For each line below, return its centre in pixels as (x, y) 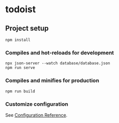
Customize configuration (37, 104)
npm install (18, 40)
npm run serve (20, 68)
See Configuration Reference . (36, 115)
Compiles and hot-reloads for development (60, 53)
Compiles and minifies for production (52, 81)
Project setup (27, 28)
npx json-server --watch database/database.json (58, 63)
